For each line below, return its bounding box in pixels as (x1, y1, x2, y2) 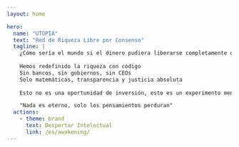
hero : (6, 23, 23, 31)
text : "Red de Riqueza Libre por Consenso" (13, 36, 144, 43)
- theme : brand (19, 115, 65, 123)
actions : (13, 109, 39, 116)
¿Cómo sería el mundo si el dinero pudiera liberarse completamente (19, 50, 228, 57)
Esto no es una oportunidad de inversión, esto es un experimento (19, 89, 221, 97)
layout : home (6, 10, 46, 18)
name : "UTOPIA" (13, 30, 59, 37)
